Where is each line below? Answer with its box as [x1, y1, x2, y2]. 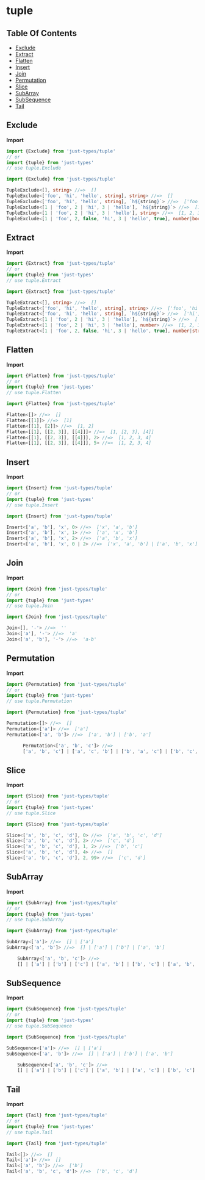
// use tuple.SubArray [6, 916, 64, 923]
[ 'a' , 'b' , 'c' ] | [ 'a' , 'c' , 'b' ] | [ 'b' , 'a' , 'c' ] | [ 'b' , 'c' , [22, 748, 198, 754]
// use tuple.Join [6, 603, 53, 609]
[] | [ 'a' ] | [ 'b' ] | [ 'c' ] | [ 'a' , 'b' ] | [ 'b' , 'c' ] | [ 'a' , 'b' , [17, 961, 195, 967]
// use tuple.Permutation [6, 698, 72, 705]
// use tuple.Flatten [6, 390, 62, 396]
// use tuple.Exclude [6, 165, 62, 171]
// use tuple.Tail [6, 1129, 53, 1135]
